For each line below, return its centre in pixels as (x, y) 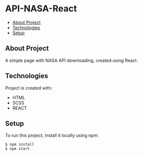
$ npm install (20, 145)
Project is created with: (29, 88)
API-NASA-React (41, 9)
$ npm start (17, 149)
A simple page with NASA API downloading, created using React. (71, 60)
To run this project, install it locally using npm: (52, 135)
